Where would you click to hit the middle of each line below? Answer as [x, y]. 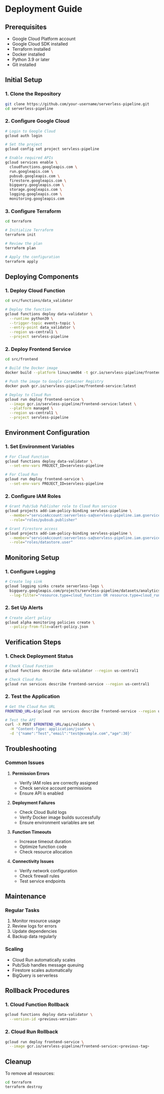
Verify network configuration [48, 870]
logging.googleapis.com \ [36, 194]
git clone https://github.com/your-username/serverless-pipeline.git [77, 104]
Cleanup [18, 1062]
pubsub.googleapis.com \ [35, 176]
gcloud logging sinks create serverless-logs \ [54, 586]
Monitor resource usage [36, 921]
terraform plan [20, 248]
